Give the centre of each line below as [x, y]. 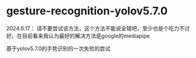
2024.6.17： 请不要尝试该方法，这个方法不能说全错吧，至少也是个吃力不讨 [98, 28]
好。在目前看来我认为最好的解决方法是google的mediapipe [78, 36]
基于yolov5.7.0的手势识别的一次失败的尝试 [58, 48]
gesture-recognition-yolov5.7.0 [87, 11]
